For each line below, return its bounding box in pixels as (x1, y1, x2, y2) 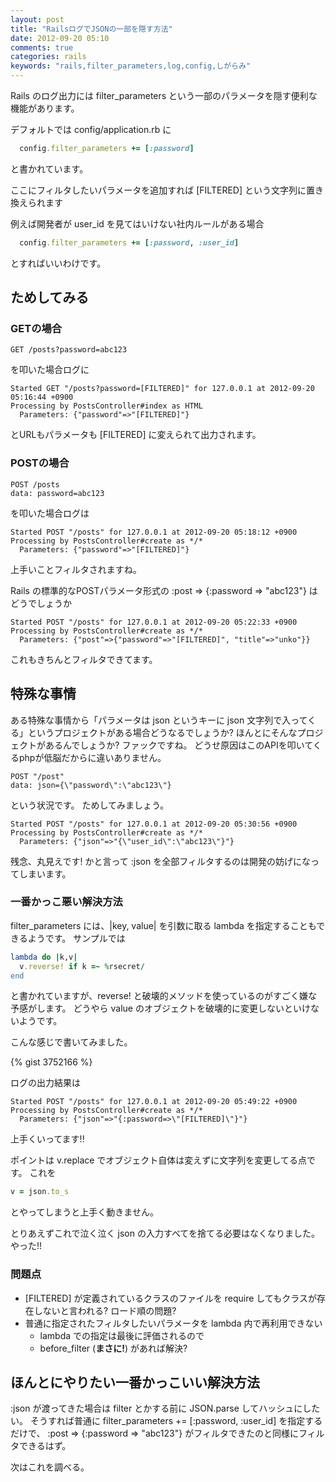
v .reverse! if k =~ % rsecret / (19, 961, 145, 971)
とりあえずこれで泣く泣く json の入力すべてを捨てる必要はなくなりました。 (10, 1227, 321, 1240)
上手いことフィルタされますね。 (10, 563, 142, 575)
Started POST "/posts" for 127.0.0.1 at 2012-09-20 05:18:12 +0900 (10, 527, 298, 537)
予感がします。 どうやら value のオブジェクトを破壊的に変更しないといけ (10, 1002, 311, 1015)
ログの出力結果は (10, 1077, 81, 1089)
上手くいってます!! (10, 1133, 85, 1145)
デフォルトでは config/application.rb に (10, 124, 172, 135)
